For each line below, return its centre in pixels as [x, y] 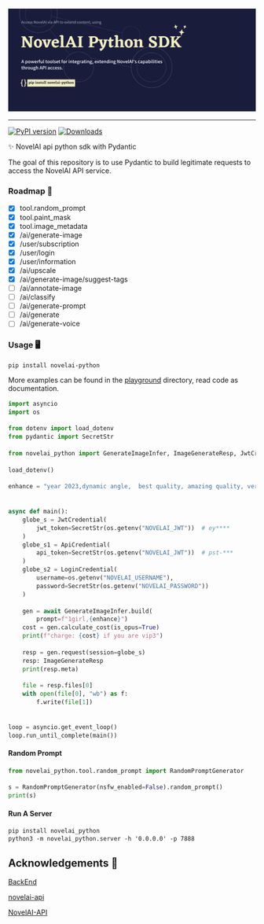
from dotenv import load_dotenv [61, 429]
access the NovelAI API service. [60, 171]
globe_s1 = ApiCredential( [66, 545]
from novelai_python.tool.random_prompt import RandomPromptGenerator [126, 771]
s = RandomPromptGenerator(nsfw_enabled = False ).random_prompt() [115, 787]
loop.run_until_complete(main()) [63, 735]
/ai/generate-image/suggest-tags [73, 279]
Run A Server [30, 813]
